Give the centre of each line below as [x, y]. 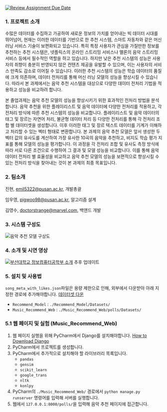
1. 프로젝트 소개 [22, 21]
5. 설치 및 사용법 [23, 276]
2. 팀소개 [15, 177]
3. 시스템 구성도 [23, 224]
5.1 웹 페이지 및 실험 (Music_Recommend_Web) [61, 323]
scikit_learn [33, 370]
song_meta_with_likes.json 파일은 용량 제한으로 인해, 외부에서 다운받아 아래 [80, 288]
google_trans [33, 375]
